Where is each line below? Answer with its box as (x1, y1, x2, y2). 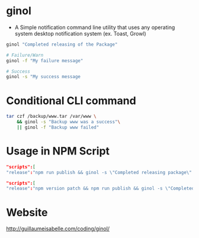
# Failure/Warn (6, 52, 44, 58)
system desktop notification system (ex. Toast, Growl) (14, 30, 146, 37)
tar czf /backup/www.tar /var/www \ (6, 114, 97, 120)
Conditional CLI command (6, 94, 136, 107)
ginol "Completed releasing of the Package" (6, 41, 118, 47)
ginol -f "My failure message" (6, 57, 84, 63)
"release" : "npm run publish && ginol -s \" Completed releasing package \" (6, 169, 192, 175)
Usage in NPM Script (6, 144, 110, 158)
